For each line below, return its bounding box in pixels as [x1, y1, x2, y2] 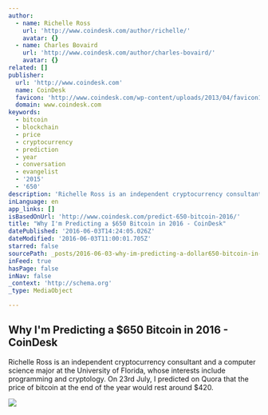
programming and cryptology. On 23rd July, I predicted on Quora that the [8, 373, 249, 384]
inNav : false [8, 272, 52, 280]
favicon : [15, 94, 45, 102]
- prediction [15, 146, 59, 154]
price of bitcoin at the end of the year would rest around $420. [8, 382, 214, 392]
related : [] [8, 64, 48, 72]
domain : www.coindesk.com [15, 101, 102, 109]
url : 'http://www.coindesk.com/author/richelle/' [22, 26, 191, 34]
